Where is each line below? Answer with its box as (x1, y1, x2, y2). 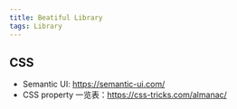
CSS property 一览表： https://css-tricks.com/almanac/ (22, 89, 228, 100)
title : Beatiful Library (9, 13, 103, 23)
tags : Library (9, 22, 63, 31)
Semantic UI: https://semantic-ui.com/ (22, 78, 166, 90)
